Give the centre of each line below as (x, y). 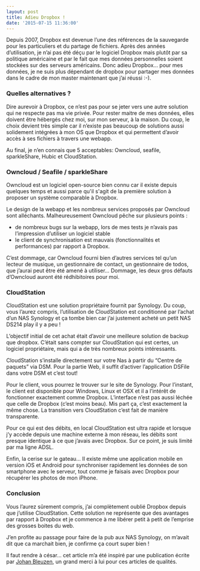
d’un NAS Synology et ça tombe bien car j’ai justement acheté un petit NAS (99, 318)
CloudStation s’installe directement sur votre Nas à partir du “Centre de (94, 360)
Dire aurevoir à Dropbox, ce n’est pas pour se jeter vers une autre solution (97, 107)
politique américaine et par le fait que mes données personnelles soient (95, 59)
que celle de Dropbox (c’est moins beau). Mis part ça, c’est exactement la (97, 404)
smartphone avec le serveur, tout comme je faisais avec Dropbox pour (93, 472)
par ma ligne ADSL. (30, 447)
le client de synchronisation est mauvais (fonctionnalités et (87, 239)
